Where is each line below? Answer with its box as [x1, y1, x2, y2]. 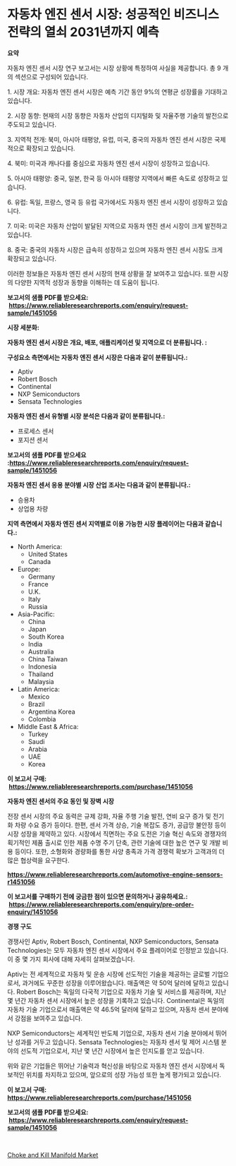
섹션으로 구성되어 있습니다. [14, 72, 89, 81]
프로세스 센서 [17, 426, 54, 435]
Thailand [27, 670, 54, 678]
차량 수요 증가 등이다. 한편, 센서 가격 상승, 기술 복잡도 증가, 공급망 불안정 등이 [14, 820, 227, 829]
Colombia [27, 714, 56, 723]
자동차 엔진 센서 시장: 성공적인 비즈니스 [7, 6, 220, 23]
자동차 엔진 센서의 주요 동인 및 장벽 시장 [7, 797, 115, 805]
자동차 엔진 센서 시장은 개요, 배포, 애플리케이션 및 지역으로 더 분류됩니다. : [7, 338, 208, 347]
